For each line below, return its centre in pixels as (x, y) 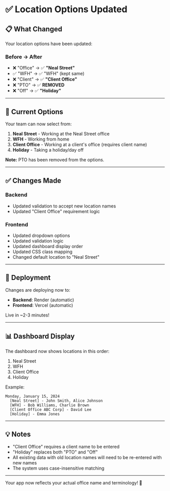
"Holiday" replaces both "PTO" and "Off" (55, 452)
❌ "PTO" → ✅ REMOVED (38, 85)
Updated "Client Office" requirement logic (56, 211)
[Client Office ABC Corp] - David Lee (51, 409)
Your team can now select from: (38, 124)
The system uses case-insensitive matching (58, 468)
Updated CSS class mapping (42, 252)
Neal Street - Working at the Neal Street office (61, 134)
